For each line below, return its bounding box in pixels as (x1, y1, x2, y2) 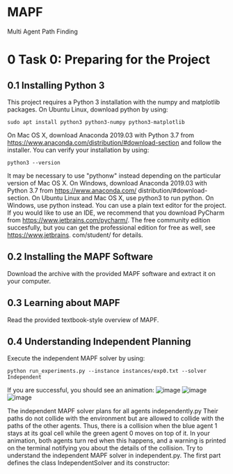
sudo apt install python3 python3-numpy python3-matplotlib (7, 118, 186, 125)
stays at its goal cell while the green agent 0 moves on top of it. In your (7, 429, 210, 438)
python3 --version (7, 159, 61, 166)
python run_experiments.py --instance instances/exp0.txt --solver (7, 367, 207, 375)
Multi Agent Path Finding (7, 27, 78, 36)
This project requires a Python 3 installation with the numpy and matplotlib (7, 98, 220, 106)
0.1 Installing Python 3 (7, 79, 105, 91)
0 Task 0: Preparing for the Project (7, 52, 211, 68)
